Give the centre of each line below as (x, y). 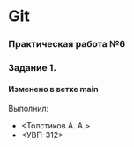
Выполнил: (29, 109)
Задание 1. (32, 68)
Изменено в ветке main (53, 89)
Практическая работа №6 (67, 44)
